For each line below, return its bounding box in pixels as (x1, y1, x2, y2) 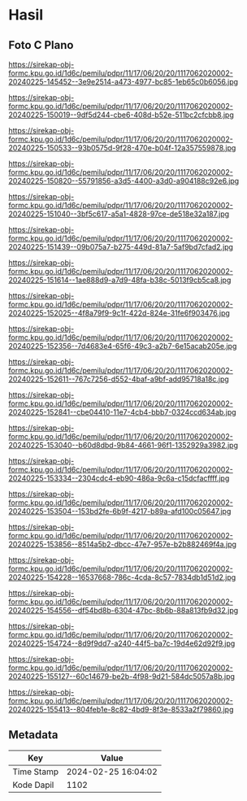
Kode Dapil (12, 779, 54, 790)
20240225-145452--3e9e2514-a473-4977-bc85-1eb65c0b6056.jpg (8, 77, 238, 86)
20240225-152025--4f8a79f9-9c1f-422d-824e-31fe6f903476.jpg (8, 308, 230, 318)
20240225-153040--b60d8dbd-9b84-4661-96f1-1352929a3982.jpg (8, 441, 238, 450)
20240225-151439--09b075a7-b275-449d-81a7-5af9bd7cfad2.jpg (8, 242, 234, 251)
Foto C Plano (8, 38, 74, 52)
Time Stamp (12, 766, 59, 777)
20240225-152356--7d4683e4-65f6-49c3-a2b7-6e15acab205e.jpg (8, 342, 237, 350)
